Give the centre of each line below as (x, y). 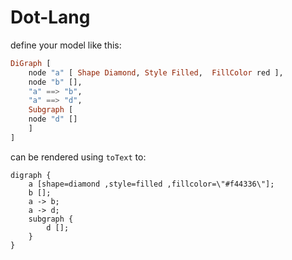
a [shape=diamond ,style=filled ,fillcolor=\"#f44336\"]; (151, 184)
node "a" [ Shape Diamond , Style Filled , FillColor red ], (156, 72)
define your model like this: (66, 45)
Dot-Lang (50, 17)
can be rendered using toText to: (78, 157)
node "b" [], (55, 82)
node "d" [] (53, 119)
